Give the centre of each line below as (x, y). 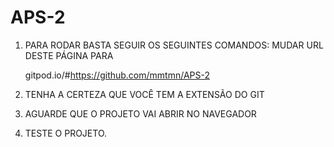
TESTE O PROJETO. (66, 133)
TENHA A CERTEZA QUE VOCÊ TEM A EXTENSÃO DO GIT (144, 94)
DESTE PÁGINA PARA (69, 55)
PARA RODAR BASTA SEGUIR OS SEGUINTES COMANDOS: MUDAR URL (174, 45)
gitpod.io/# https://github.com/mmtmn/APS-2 (117, 75)
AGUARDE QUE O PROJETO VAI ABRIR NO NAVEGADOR (140, 113)
